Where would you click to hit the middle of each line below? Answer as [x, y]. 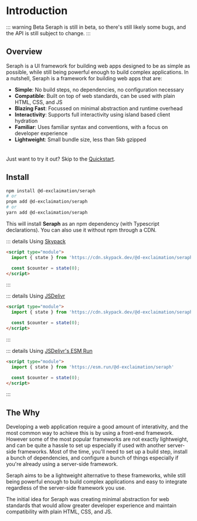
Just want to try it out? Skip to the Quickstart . [61, 159]
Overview [24, 52]
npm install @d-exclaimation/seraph [51, 191]
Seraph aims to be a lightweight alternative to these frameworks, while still [96, 475]
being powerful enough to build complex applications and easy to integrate [97, 482]
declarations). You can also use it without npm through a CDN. [81, 230]
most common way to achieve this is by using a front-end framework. [90, 433]
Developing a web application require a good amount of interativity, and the [97, 427]
